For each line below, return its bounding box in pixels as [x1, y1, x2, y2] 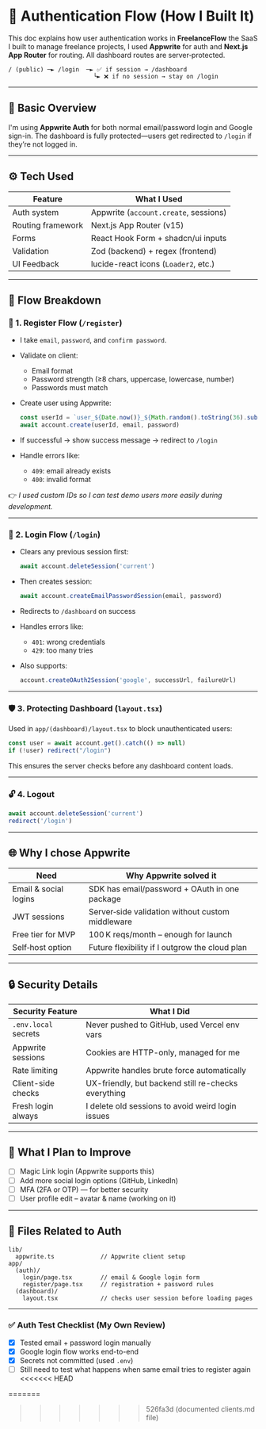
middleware [88, 916, 133, 927]
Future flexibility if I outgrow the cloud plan [88, 941, 248, 952]
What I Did [149, 1006, 190, 1017]
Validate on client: [19, 351, 78, 360]
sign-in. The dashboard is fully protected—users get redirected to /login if [8, 131, 252, 140]
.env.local [12, 1020, 53, 1029]
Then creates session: [19, 577, 93, 586]
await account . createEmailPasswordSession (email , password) [19, 592, 222, 600]
